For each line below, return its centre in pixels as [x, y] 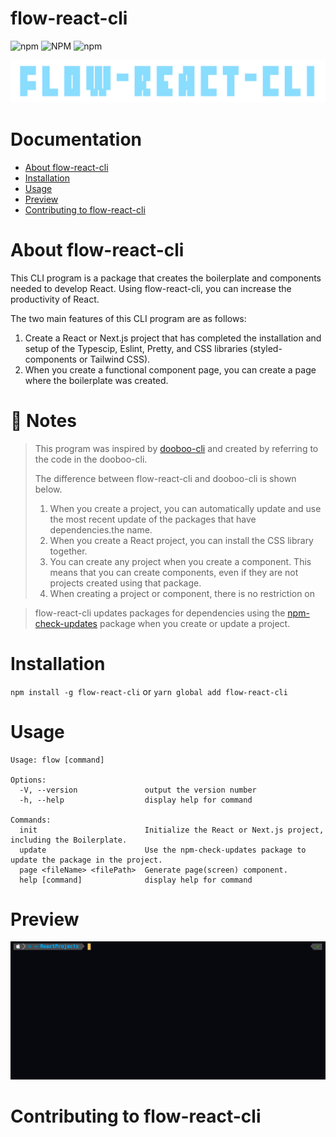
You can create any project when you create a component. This [180, 561]
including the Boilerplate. [69, 840]
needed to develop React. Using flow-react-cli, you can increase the [151, 288]
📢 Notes [43, 420]
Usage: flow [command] [57, 760]
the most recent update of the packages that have [153, 519]
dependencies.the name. [101, 529]
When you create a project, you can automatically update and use [185, 508]
